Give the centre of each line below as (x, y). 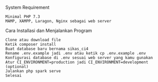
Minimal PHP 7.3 (23, 17)
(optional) (17, 67)
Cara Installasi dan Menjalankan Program (49, 31)
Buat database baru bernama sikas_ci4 (47, 49)
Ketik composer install (31, 44)
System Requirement (28, 7)
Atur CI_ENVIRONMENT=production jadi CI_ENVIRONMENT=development (77, 62)
